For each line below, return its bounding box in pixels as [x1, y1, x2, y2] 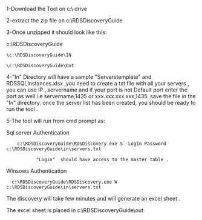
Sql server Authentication [6, 129, 70, 136]
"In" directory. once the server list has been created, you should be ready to [6, 99, 196, 106]
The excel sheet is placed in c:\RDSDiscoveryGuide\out [6, 207, 144, 214]
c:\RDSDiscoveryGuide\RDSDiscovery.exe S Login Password [17, 141, 166, 147]
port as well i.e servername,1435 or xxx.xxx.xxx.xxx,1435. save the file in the [6, 93, 196, 99]
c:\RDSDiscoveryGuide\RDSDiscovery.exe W [11, 179, 118, 185]
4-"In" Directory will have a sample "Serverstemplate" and [6, 73, 152, 81]
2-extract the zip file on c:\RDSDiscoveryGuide [6, 17, 123, 24]
